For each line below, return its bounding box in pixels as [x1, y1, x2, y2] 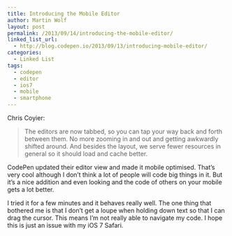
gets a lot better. [7, 186, 55, 193]
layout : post [7, 23, 45, 30]
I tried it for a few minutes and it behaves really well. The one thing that [7, 199, 212, 207]
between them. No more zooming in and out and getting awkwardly [24, 135, 219, 143]
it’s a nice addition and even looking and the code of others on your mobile [7, 178, 222, 186]
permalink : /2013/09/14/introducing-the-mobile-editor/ [7, 29, 173, 37]
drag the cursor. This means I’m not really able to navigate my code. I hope [7, 214, 223, 222]
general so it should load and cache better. [24, 149, 148, 158]
